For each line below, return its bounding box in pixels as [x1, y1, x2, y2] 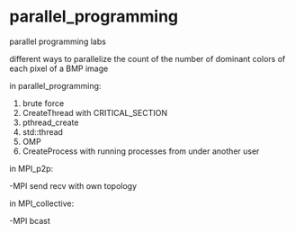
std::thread [22, 126, 63, 137]
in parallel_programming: [9, 80, 102, 91]
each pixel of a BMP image [9, 63, 109, 74]
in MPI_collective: [9, 198, 75, 209]
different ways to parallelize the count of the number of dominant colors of [9, 53, 286, 64]
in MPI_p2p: [9, 163, 54, 174]
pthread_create [22, 117, 79, 128]
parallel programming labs [9, 36, 106, 47]
